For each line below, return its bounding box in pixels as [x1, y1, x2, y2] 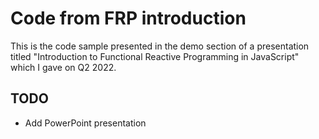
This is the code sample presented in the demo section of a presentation [10, 40, 310, 52]
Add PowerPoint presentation [24, 117, 147, 129]
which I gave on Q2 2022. [10, 61, 117, 73]
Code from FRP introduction [10, 7, 247, 30]
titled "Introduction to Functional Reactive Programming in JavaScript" [10, 50, 300, 62]
